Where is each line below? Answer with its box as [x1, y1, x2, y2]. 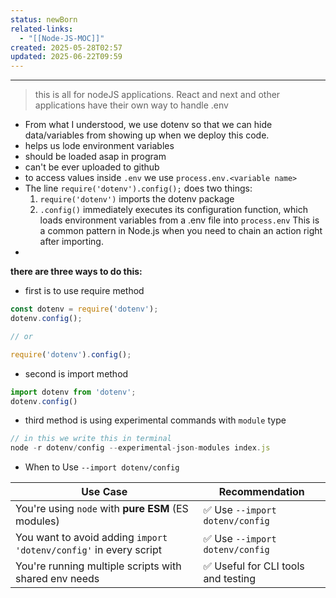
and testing [203, 572, 257, 586]
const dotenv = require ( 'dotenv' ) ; [10, 304, 159, 315]
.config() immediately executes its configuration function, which [39, 204, 308, 216]
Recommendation [218, 485, 305, 499]
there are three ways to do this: [10, 266, 143, 278]
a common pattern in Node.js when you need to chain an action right [39, 225, 323, 237]
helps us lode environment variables [24, 140, 175, 152]
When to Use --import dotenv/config [24, 461, 180, 473]
